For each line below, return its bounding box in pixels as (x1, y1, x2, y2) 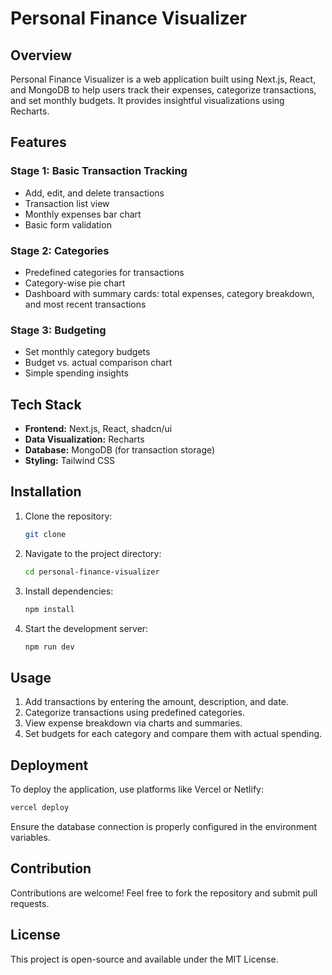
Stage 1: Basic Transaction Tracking (10, 164, 188, 178)
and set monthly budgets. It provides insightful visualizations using (10, 95, 285, 106)
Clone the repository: (24, 510, 113, 522)
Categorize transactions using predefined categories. (24, 707, 245, 719)
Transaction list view (24, 197, 110, 209)
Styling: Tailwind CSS (24, 455, 116, 467)
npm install (24, 604, 75, 614)
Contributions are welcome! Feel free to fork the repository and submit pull (10, 887, 318, 899)
